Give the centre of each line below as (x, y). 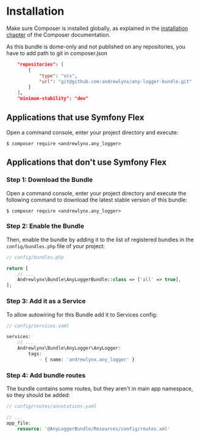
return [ (17, 268)
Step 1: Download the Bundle (50, 180)
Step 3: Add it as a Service (46, 301)
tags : (35, 354)
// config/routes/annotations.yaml (52, 406)
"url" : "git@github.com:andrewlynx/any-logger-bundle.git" (115, 81)
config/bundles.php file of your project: (56, 246)
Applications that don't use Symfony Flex (86, 163)
